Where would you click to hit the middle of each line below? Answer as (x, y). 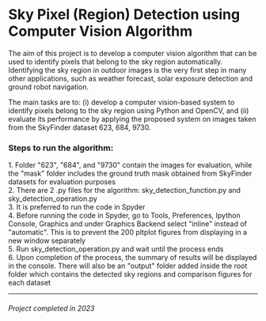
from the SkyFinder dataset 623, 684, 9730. (80, 127)
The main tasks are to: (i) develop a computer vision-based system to (122, 102)
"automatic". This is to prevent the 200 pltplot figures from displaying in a (128, 232)
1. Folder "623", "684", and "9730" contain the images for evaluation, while (130, 165)
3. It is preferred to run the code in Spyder (77, 207)
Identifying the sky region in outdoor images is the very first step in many (127, 70)
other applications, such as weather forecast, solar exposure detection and (131, 78)
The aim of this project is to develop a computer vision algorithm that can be (133, 53)
